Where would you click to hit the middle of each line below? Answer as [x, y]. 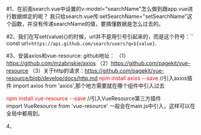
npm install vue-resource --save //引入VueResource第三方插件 [84, 98]
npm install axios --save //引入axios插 [145, 78]
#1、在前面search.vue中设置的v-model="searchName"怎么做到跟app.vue [97, 9]
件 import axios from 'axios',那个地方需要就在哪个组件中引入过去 [85, 85]
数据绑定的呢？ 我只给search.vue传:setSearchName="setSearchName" [99, 16]
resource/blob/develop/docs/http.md [52, 78]
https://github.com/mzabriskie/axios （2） [59, 63]
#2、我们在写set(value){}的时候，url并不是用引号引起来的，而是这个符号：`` [100, 37]
